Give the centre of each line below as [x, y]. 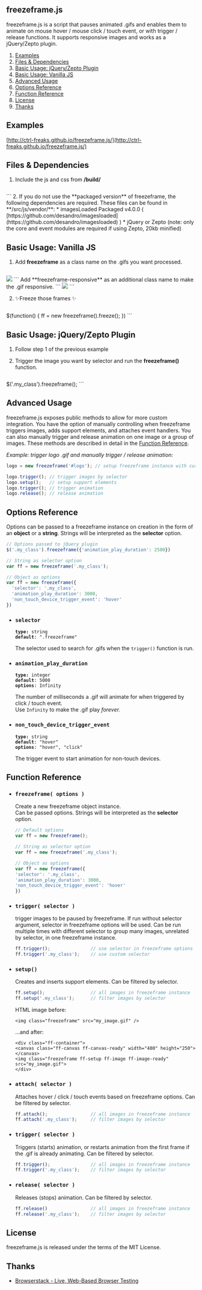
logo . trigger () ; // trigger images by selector [67, 477]
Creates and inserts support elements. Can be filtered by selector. [96, 982]
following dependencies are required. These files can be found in [87, 203]
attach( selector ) [43, 1084]
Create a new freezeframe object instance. [68, 807]
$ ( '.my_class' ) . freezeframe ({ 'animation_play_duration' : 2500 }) [88, 550]
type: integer [32, 675]
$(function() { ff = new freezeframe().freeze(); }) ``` [69, 316]
